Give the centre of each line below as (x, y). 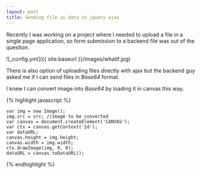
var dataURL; (22, 132)
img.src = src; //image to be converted (58, 116)
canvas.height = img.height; (43, 137)
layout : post (22, 12)
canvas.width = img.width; (40, 142)
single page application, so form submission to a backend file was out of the (100, 41)
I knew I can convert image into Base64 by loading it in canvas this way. (95, 88)
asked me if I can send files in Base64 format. (63, 77)
